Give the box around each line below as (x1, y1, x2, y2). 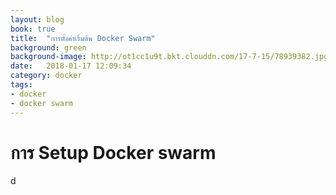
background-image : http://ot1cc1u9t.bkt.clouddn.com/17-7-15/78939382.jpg (10, 52, 329, 62)
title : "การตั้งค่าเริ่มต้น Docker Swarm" (10, 33, 156, 43)
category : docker (10, 71, 83, 81)
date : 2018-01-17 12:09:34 (10, 61, 132, 71)
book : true (10, 24, 56, 34)
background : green (10, 42, 87, 53)
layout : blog (10, 14, 65, 25)
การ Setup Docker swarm (10, 141, 217, 164)
